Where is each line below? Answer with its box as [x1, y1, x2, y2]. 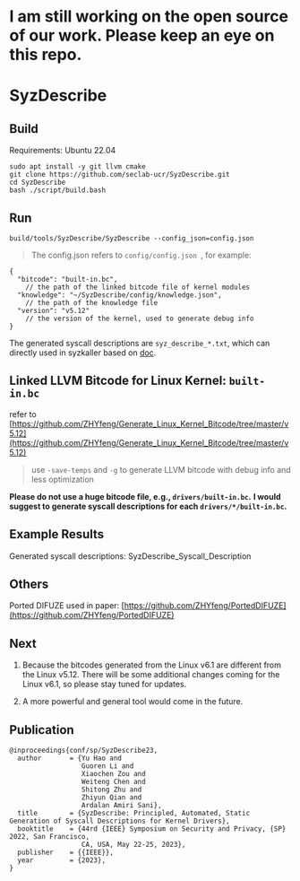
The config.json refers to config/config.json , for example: [30, 249, 253, 260]
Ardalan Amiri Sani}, [81, 801, 163, 810]
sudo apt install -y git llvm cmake [9, 162, 146, 171]
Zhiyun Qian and [81, 793, 142, 802]
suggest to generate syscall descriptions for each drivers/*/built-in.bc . [9, 501, 287, 511]
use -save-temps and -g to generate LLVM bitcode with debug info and [30, 464, 291, 475]
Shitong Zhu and [81, 785, 142, 795]
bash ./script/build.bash [9, 186, 106, 195]
